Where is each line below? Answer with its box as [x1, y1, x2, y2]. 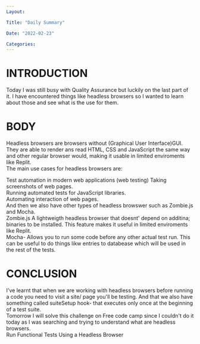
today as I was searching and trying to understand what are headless [6, 318, 176, 326]
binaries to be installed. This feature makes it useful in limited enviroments [6, 221, 188, 228]
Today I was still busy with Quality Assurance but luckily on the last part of [6, 86, 189, 94]
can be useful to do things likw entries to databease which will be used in [6, 240, 186, 247]
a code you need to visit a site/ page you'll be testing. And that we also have [6, 293, 193, 300]
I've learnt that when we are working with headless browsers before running [6, 287, 193, 294]
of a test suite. [6, 306, 42, 313]
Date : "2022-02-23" [6, 30, 55, 36]
